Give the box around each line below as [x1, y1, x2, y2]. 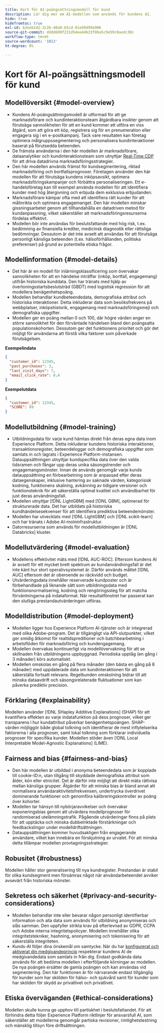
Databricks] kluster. [12, 529, 52, 535]
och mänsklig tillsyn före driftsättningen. [5, 1022, 86, 1028]
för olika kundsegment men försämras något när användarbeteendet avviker [5, 872, 159, 878]
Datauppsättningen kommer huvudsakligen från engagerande [12, 830, 136, 836]
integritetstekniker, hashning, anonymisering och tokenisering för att [12, 933, 150, 939]
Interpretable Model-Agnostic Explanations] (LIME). [5, 740, 108, 746]
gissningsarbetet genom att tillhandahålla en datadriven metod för [12, 205, 145, 211]
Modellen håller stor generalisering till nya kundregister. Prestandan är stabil [5, 867, 158, 873]
